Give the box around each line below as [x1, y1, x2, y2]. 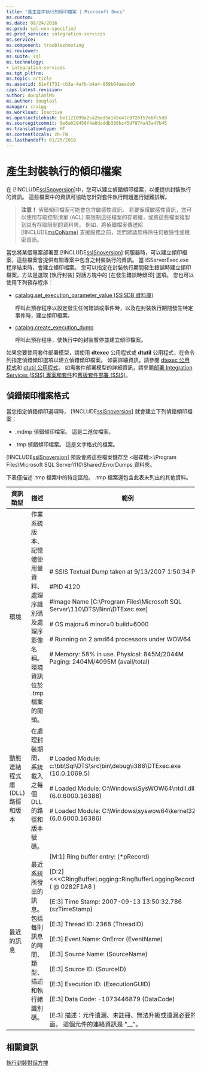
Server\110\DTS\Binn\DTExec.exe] [49, 605, 148, 613]
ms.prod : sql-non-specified [6, 25, 77, 32]
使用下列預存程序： [6, 278, 54, 286]
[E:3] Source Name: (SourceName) [49, 950, 148, 958]
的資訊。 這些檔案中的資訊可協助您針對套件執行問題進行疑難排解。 [6, 193, 170, 200]
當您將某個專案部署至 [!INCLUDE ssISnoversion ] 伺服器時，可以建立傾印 [6, 248, 182, 256]
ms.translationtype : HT [6, 126, 66, 132]
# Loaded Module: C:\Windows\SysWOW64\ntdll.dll [49, 784, 194, 792]
